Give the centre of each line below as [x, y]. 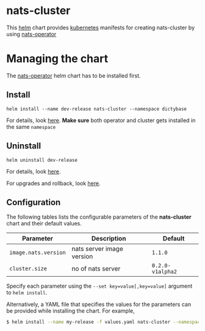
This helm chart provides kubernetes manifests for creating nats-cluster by [101, 27]
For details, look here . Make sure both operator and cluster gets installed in [101, 120]
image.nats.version [38, 253]
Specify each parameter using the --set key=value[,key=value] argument [99, 286]
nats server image [97, 249]
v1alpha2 [164, 272]
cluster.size [28, 269]
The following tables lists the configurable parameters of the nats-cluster [99, 217]
